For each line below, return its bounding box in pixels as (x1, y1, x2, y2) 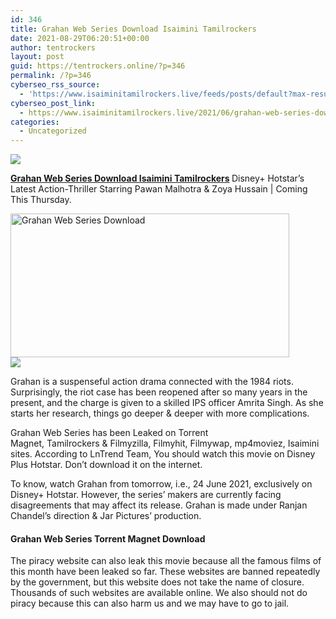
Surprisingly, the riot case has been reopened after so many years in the (10, 386, 308, 398)
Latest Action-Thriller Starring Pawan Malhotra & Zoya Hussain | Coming (10, 183, 308, 195)
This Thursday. (10, 194, 72, 206)
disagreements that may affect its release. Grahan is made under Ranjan (10, 499, 308, 511)
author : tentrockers (10, 42, 97, 53)
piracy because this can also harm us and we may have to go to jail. (10, 597, 290, 610)
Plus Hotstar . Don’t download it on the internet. (10, 459, 203, 471)
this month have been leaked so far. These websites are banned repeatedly (10, 566, 321, 578)
